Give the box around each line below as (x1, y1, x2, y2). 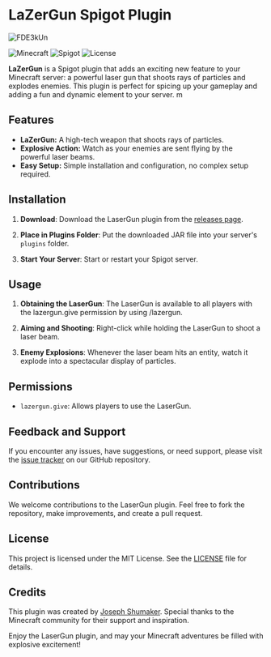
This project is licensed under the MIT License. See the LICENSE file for (8, 553, 248, 563)
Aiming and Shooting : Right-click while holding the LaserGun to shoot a (19, 323, 260, 333)
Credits (8, 586, 47, 599)
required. (19, 169, 51, 179)
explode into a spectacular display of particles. (19, 356, 176, 366)
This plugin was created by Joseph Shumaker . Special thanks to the (8, 607, 235, 616)
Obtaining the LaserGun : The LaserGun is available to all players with (19, 299, 253, 309)
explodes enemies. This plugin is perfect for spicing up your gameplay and (8, 81, 257, 91)
